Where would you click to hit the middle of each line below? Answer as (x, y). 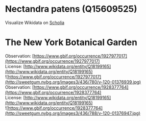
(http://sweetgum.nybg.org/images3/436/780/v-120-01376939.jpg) (73, 82)
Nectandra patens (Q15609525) (71, 9)
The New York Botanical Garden (71, 42)
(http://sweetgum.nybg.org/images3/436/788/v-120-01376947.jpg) (73, 113)
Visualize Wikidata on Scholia (35, 23)
